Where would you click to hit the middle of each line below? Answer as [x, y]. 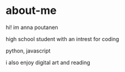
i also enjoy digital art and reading [48, 62]
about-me [31, 11]
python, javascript [28, 51]
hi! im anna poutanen [32, 27]
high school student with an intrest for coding [62, 39]
